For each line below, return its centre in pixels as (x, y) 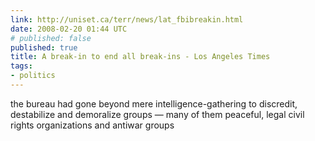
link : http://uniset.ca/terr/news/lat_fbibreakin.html (127, 19)
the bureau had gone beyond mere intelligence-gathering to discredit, (154, 103)
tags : (21, 66)
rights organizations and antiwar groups (92, 125)
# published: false (51, 38)
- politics (33, 76)
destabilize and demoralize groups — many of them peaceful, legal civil (157, 114)
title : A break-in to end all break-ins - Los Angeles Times (140, 57)
